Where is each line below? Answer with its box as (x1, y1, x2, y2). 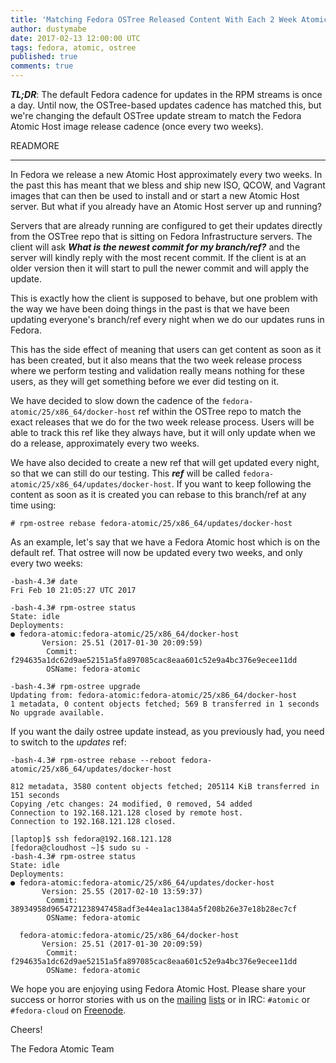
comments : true (10, 61, 74, 71)
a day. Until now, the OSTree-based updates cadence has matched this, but (10, 99, 322, 111)
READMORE (10, 140, 60, 151)
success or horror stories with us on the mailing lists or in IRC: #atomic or (10, 994, 311, 1005)
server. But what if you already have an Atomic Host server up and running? (10, 201, 322, 212)
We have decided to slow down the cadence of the (10, 395, 220, 406)
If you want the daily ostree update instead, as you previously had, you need (10, 726, 325, 737)
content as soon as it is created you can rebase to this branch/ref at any (10, 489, 307, 500)
